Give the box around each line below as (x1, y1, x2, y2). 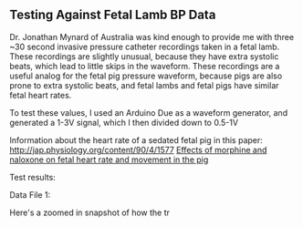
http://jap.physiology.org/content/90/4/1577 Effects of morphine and (9, 144, 267, 155)
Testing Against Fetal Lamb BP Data (9, 7, 216, 23)
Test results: (9, 171, 57, 182)
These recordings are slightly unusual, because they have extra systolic (9, 50, 279, 62)
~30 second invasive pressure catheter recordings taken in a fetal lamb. (9, 41, 280, 52)
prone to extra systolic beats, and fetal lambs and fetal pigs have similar (9, 79, 280, 90)
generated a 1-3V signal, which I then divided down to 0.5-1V (9, 117, 239, 128)
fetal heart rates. (9, 89, 72, 100)
